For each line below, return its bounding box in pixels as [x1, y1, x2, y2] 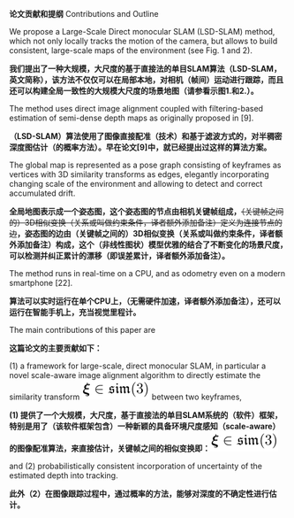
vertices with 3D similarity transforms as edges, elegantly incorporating [9, 169, 269, 180]
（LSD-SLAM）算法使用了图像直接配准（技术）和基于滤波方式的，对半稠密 [9, 131, 283, 141]
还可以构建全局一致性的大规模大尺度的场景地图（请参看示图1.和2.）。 [9, 86, 259, 96]
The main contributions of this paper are [9, 325, 156, 335]
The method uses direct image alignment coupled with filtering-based [9, 104, 263, 113]
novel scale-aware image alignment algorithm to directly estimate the [9, 370, 261, 380]
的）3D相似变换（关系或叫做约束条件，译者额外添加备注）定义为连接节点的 [9, 217, 283, 228]
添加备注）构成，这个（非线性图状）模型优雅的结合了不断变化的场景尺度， [16, 239, 288, 250]
